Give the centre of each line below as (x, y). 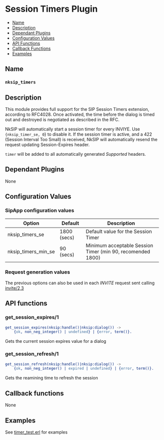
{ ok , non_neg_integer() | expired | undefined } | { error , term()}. (84, 369)
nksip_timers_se (26, 234)
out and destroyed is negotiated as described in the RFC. (62, 120)
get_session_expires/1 (32, 317)
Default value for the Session (119, 231)
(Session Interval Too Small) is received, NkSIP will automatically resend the (81, 140)
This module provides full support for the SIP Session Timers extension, (77, 109)
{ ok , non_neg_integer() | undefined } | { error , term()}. (73, 332)
